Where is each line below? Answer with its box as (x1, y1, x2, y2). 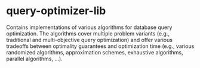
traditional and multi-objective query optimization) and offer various (6, 36, 173, 43)
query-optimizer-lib (6, 4, 106, 18)
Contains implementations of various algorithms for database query (6, 24, 173, 31)
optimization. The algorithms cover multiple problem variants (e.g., (6, 30, 170, 37)
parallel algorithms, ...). (6, 55, 63, 62)
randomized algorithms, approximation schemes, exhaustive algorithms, (6, 48, 183, 56)
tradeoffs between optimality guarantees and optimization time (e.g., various (6, 43, 195, 50)
